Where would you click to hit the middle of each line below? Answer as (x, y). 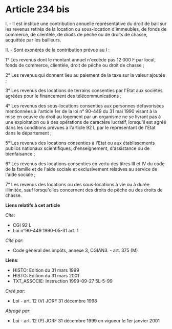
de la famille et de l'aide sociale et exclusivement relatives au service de (81, 169)
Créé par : (15, 291)
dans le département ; (29, 133)
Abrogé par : (18, 311)
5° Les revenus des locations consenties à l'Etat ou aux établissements (80, 143)
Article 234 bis (38, 9)
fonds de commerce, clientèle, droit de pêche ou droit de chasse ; (75, 65)
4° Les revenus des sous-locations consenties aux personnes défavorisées (85, 105)
